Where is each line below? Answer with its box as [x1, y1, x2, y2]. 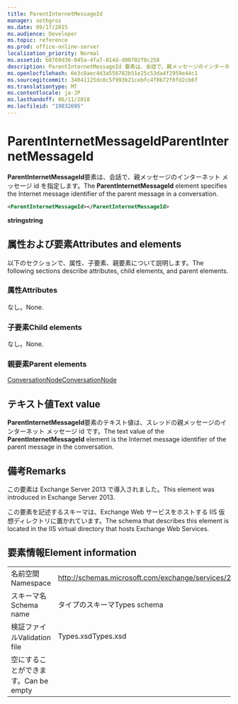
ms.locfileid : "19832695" [7, 103, 84, 110]
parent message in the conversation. [7, 442, 115, 451]
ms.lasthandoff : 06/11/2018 [7, 96, 91, 104]
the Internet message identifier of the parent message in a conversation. [7, 189, 218, 198]
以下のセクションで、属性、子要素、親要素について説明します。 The [7, 258, 204, 267]
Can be [24, 676, 48, 686]
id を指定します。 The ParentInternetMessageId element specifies [33, 181, 227, 190]
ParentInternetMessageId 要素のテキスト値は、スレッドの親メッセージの [7, 418, 221, 427]
